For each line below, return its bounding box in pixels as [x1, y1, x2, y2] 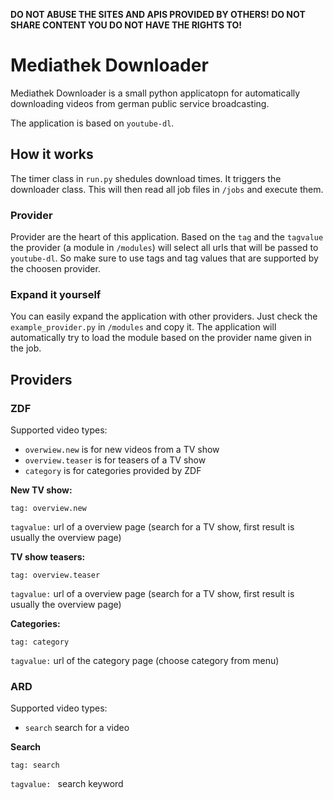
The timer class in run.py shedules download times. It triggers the [10, 172, 282, 184]
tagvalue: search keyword [10, 778, 124, 790]
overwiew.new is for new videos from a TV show [24, 444, 220, 456]
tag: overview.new [10, 504, 87, 514]
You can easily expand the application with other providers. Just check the [10, 310, 318, 323]
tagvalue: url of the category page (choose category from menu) [10, 655, 280, 667]
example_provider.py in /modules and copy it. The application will [10, 321, 277, 333]
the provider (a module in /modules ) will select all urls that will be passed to [10, 242, 319, 254]
